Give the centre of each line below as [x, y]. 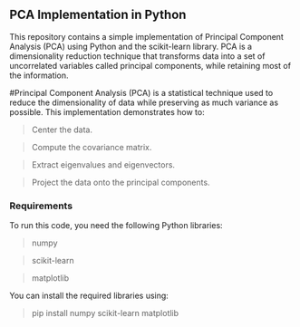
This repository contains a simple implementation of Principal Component [146, 36]
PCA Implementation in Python [98, 15]
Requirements [41, 206]
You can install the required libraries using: [89, 296]
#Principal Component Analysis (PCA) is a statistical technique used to [141, 92]
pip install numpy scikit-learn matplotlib [105, 313]
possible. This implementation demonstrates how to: [107, 111]
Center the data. [62, 130]
